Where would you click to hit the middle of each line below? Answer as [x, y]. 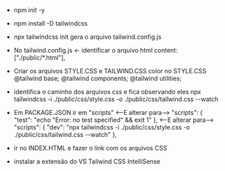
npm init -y [29, 10]
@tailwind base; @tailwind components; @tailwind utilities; [98, 78]
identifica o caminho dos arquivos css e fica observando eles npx [107, 92]
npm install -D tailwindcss [51, 23]
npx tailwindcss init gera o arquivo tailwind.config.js [88, 37]
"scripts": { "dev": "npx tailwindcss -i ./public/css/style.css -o [102, 127]
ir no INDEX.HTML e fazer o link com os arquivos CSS [90, 148]
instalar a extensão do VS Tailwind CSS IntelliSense [87, 161]
